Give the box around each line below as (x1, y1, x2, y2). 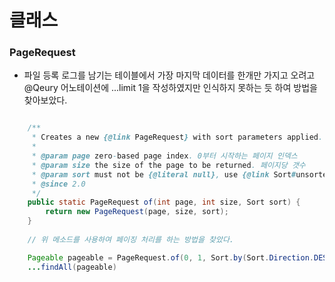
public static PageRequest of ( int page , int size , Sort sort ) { (27, 197, 301, 208)
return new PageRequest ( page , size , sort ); (45, 207, 229, 217)
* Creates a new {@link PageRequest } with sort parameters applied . (31, 132, 324, 143)
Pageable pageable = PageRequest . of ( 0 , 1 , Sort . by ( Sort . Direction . (27, 252, 315, 263)
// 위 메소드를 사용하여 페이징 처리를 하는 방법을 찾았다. (27, 234, 234, 245)
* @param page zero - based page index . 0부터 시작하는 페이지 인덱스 (31, 151, 298, 161)
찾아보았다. (23, 94, 68, 106)
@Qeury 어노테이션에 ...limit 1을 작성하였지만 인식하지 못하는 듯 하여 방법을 (23, 82, 318, 94)
